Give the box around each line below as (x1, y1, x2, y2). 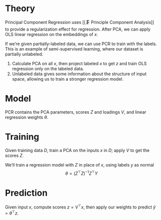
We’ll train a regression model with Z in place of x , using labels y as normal (5, 162, 154, 168)
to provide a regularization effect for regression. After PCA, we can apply (5, 26, 151, 32)
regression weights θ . (5, 114, 48, 120)
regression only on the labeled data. (12, 66, 84, 71)
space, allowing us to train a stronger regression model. (12, 76, 124, 82)
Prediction (5, 187, 48, 198)
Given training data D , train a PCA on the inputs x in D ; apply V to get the (5, 147, 150, 153)
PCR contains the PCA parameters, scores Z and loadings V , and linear (5, 109, 146, 115)
